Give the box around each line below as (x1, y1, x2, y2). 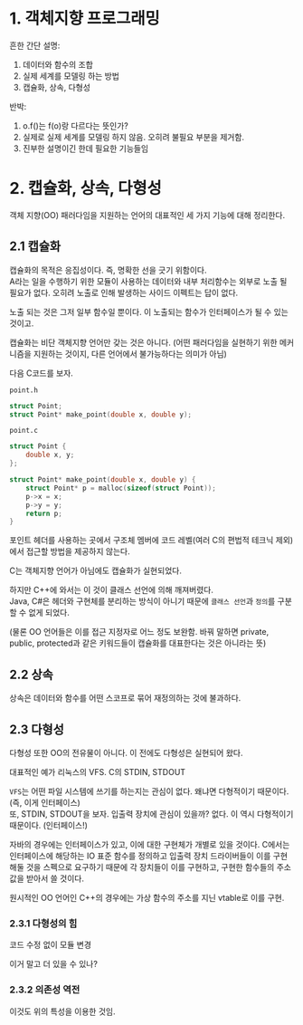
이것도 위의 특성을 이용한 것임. (9, 1006, 116, 1017)
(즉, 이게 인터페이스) (9, 797, 81, 808)
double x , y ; (25, 450, 75, 460)
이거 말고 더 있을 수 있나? (9, 959, 98, 970)
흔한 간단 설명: (9, 40, 61, 51)
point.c (9, 426, 39, 436)
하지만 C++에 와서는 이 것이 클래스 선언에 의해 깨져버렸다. (9, 585, 214, 596)
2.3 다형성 (9, 722, 65, 737)
